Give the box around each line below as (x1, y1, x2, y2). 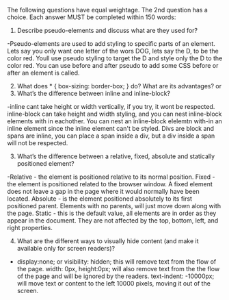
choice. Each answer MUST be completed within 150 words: (7, 13, 176, 21)
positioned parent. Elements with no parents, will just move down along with (7, 202, 221, 210)
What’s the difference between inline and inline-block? (16, 89, 171, 97)
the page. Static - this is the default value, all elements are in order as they (7, 209, 217, 217)
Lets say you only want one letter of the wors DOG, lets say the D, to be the (7, 47, 219, 55)
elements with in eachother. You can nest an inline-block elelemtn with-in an (7, 117, 222, 125)
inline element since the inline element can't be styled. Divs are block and (7, 125, 214, 132)
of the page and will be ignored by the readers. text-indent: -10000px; (16, 272, 215, 280)
